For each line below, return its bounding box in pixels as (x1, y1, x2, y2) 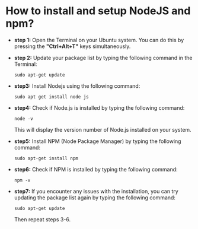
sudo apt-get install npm (14, 155, 78, 161)
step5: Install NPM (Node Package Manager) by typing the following (14, 138, 181, 145)
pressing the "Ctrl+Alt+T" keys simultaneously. (14, 43, 131, 50)
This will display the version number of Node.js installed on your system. (14, 126, 191, 133)
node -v (14, 116, 33, 122)
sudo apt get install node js (14, 94, 90, 100)
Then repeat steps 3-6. (14, 215, 71, 223)
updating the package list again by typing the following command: (14, 194, 176, 201)
